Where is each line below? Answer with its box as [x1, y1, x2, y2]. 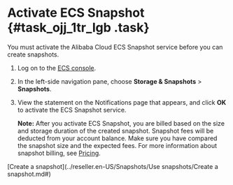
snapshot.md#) [7, 170, 51, 178]
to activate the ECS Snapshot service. [17, 105, 127, 114]
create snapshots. [7, 50, 59, 59]
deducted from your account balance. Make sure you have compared [17, 134, 218, 142]
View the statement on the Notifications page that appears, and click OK [17, 98, 227, 106]
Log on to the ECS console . [17, 64, 97, 72]
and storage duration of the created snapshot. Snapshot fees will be [17, 126, 214, 135]
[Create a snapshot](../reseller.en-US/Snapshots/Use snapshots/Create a [7, 162, 218, 170]
